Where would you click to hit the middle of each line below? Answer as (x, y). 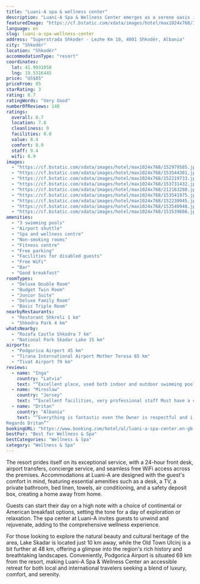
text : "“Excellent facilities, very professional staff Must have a (104, 401)
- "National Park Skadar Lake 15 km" (58, 340)
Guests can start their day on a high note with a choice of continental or (94, 505)
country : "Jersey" (40, 395)
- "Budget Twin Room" (38, 290)
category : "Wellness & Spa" (41, 445)
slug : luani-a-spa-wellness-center (50, 34)
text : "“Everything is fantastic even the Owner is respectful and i (105, 417)
